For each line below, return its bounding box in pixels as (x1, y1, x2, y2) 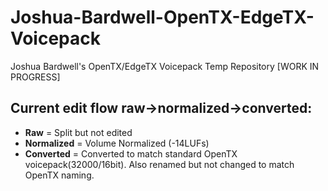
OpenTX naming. (24, 169, 95, 181)
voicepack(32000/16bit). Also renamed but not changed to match (24, 158, 295, 170)
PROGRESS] (10, 71, 61, 83)
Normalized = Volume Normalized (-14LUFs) (24, 137, 210, 149)
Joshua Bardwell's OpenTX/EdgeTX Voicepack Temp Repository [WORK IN (10, 60, 320, 72)
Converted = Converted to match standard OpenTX (24, 147, 238, 160)
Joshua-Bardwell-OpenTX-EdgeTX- (10, 6, 315, 29)
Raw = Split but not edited (24, 126, 133, 138)
